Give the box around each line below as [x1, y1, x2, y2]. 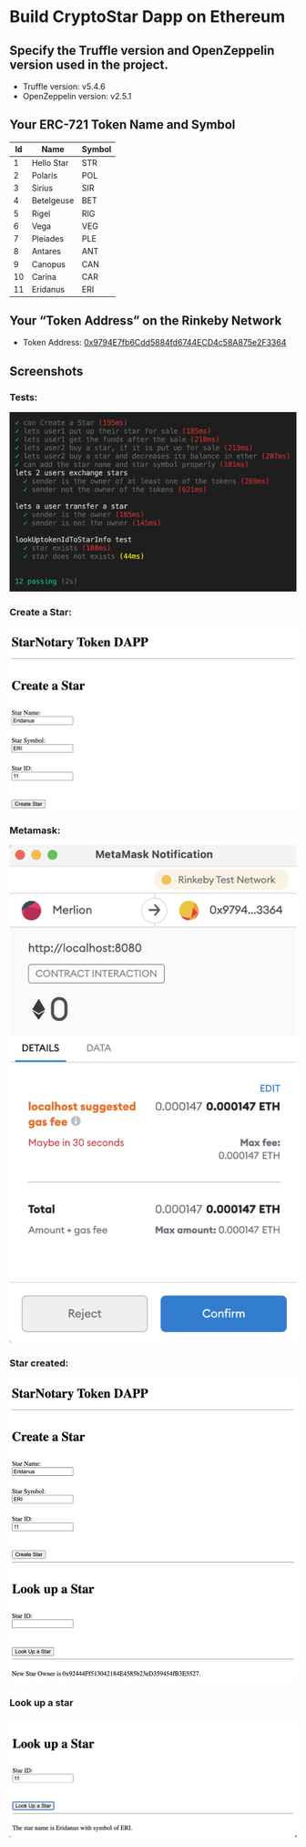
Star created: [9, 1357, 69, 1369]
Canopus [31, 258, 66, 270]
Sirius [31, 182, 53, 193]
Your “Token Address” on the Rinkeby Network [9, 313, 282, 328]
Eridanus [31, 284, 66, 295]
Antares [31, 246, 62, 257]
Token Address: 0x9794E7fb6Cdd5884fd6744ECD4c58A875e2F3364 [22, 337, 287, 348]
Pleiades [31, 233, 65, 244]
